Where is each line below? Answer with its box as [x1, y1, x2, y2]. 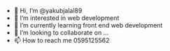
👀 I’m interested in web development [13, 14, 120, 22]
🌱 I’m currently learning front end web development [13, 21, 163, 29]
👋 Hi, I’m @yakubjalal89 [13, 7, 83, 14]
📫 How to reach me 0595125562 [13, 37, 110, 44]
